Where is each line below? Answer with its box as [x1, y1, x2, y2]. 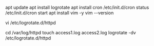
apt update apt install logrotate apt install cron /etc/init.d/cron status [5, 5, 149, 10]
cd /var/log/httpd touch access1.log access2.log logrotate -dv [5, 30, 136, 35]
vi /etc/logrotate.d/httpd [5, 20, 56, 26]
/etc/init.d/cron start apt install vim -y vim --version [5, 10, 114, 16]
